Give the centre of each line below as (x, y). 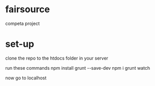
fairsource (27, 9)
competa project (22, 23)
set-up (20, 44)
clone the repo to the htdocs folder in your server (57, 58)
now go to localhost (26, 78)
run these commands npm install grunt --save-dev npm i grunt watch (78, 68)
